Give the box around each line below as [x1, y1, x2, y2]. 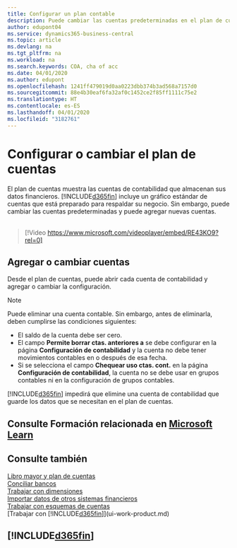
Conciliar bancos [7, 479, 56, 488]
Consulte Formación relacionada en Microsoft [7, 418, 213, 430]
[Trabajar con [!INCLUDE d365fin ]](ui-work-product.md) [7, 509, 170, 518]
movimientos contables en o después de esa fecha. [17, 354, 168, 362]
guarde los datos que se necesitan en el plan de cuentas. [7, 397, 174, 406]
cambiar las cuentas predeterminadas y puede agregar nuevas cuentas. [7, 206, 217, 216]
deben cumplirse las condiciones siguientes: [7, 317, 137, 326]
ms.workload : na [7, 57, 55, 64]
